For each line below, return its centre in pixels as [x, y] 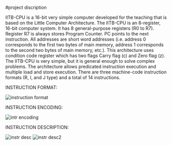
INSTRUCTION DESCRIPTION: [37, 127]
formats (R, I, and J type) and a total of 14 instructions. [63, 77]
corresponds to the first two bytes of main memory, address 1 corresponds [84, 45]
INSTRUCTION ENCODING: [34, 107]
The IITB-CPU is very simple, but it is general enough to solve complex [80, 61]
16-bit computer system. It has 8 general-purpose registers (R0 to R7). [80, 28]
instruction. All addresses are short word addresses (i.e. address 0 [76, 39]
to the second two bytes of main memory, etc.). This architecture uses [80, 50]
